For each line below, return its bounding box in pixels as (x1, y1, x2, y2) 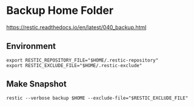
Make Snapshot (6, 79, 67, 89)
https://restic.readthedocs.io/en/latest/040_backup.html (6, 24, 147, 31)
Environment (6, 41, 56, 51)
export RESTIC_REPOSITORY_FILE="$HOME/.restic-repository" (6, 57, 159, 63)
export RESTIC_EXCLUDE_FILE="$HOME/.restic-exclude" (6, 62, 142, 68)
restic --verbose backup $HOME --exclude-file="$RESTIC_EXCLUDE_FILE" (6, 95, 189, 101)
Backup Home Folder (6, 4, 114, 18)
